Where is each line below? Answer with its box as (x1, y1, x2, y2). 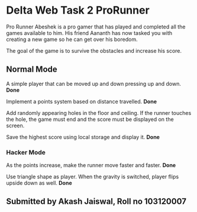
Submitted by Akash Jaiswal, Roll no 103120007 (6, 197, 186, 207)
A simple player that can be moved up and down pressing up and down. (6, 80, 182, 87)
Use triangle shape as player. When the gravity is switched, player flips (6, 173, 179, 181)
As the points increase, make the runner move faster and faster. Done (6, 162, 176, 169)
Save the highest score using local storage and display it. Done (6, 133, 160, 140)
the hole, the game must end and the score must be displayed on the (6, 115, 174, 123)
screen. (6, 122, 25, 129)
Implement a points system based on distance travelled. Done (6, 98, 157, 105)
